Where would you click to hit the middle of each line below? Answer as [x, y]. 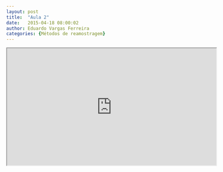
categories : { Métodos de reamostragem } [56, 34]
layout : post [22, 12]
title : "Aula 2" [28, 17]
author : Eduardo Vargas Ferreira [48, 28]
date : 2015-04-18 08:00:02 [42, 23]
